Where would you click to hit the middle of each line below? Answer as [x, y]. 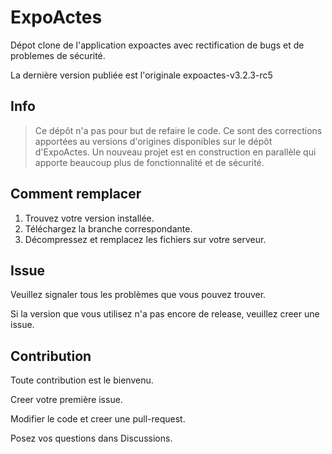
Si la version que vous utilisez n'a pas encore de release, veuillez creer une [165, 314]
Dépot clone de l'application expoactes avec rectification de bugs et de [157, 45]
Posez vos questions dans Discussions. [91, 438]
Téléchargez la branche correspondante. [108, 228]
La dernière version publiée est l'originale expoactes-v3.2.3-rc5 [141, 75]
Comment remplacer [76, 194]
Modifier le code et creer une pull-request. [98, 419]
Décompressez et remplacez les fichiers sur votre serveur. [145, 239]
